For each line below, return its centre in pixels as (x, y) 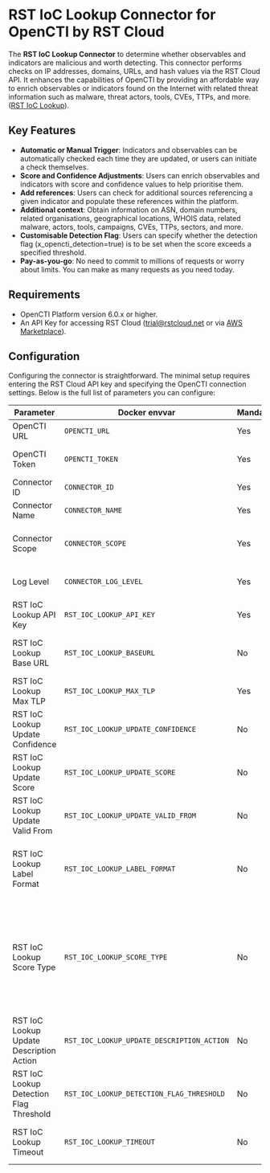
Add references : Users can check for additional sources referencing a (136, 192)
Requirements (44, 295)
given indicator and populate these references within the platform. (129, 201)
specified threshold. (53, 252)
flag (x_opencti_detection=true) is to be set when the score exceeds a (135, 243)
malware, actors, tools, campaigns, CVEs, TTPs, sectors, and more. (131, 227)
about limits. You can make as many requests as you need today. (127, 269)
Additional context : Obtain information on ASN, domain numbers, (129, 210)
